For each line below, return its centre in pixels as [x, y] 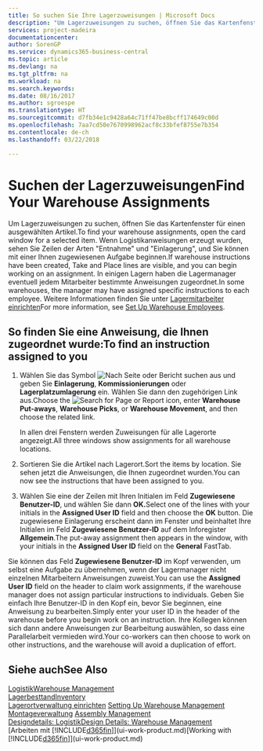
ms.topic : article [38, 60]
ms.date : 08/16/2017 [42, 96]
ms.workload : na [34, 81]
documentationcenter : [43, 37]
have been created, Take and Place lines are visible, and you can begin [122, 266]
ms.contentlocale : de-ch [49, 132]
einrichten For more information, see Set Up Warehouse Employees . [117, 307]
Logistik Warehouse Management [61, 689]
